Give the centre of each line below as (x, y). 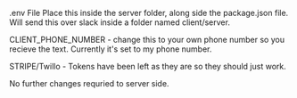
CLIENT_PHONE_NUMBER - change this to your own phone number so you (147, 40)
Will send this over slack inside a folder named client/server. (120, 22)
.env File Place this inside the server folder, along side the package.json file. (149, 13)
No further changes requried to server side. (89, 83)
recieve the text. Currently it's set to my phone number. (111, 49)
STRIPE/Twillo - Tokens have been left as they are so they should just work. (148, 66)
